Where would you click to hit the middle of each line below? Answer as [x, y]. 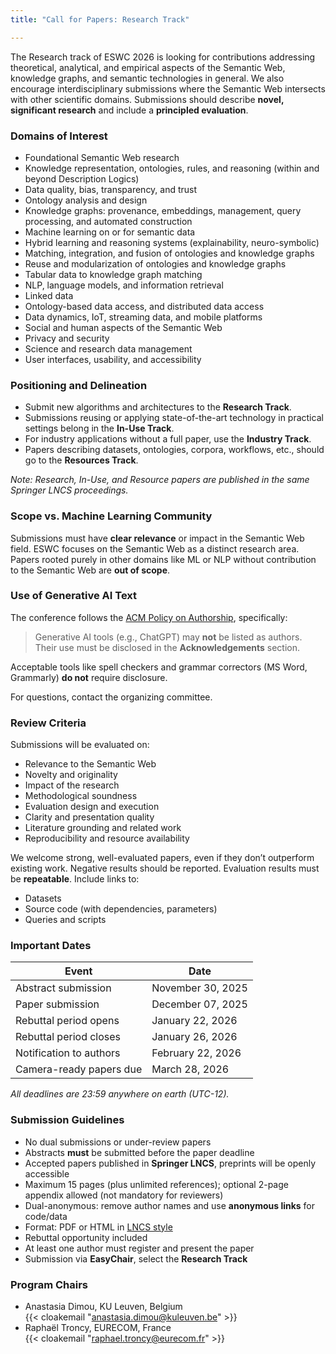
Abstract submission [63, 988]
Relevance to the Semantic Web [90, 764]
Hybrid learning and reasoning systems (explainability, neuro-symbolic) [172, 242]
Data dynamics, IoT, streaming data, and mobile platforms [143, 317]
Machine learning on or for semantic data [110, 232]
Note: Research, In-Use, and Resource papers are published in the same [160, 480]
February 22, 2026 [196, 1053]
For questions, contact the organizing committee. [111, 697]
